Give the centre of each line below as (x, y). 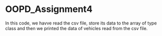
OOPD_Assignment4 (49, 9)
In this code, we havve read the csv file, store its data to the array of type (81, 23)
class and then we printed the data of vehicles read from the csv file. (76, 28)
